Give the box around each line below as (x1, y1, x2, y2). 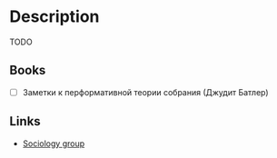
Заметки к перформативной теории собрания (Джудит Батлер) (22, 86, 270, 97)
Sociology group (22, 138, 85, 149)
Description (9, 6, 100, 27)
